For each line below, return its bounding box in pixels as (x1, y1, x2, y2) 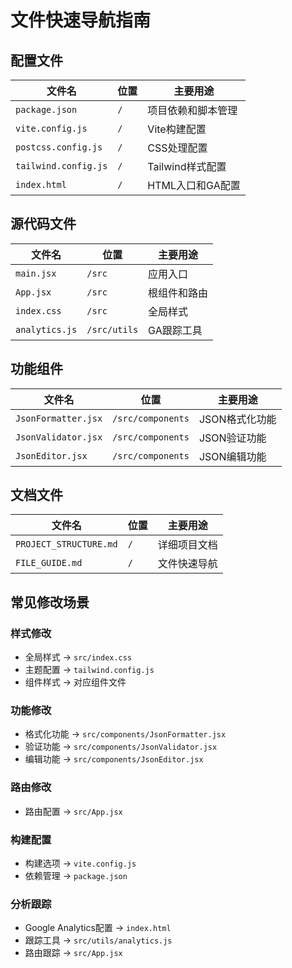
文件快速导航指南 (10, 9, 152, 32)
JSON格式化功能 (198, 412, 277, 426)
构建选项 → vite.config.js (24, 857, 137, 870)
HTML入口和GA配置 (147, 179, 241, 192)
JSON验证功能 (198, 431, 267, 445)
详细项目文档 (157, 538, 218, 552)
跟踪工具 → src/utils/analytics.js (24, 934, 173, 946)
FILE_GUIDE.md (15, 557, 83, 569)
